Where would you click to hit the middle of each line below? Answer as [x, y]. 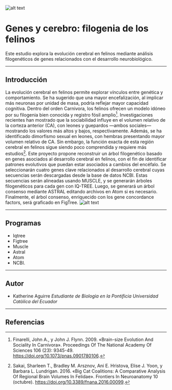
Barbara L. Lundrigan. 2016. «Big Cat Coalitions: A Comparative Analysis [89, 371]
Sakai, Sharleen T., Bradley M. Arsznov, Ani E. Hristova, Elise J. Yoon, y [88, 365]
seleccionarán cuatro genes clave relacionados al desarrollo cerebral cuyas [85, 170]
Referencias [25, 322]
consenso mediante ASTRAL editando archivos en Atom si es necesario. [81, 192]
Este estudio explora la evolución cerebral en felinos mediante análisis [79, 53]
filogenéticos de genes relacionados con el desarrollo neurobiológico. [79, 59]
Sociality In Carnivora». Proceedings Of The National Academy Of [82, 345]
